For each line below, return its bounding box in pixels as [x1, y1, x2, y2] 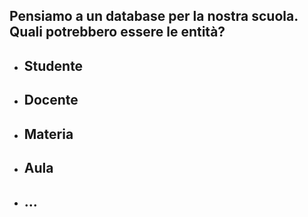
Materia [23, 125, 74, 143]
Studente [23, 57, 84, 74]
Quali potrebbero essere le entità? [9, 24, 226, 41]
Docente [23, 92, 79, 109]
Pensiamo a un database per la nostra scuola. [9, 8, 299, 25]
